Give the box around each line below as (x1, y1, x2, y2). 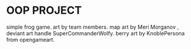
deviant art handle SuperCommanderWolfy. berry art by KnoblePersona (6, 29, 185, 36)
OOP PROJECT (6, 4, 82, 17)
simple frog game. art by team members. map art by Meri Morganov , (6, 23, 179, 30)
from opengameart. (6, 36, 55, 43)
